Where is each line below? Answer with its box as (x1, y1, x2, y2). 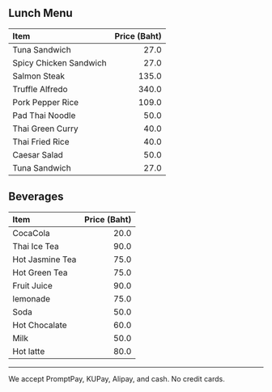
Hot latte (12, 345, 45, 356)
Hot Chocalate (12, 319, 67, 331)
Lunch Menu (8, 6, 73, 20)
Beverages (8, 190, 64, 204)
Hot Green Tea (12, 267, 68, 278)
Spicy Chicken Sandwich (12, 57, 107, 68)
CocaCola (12, 227, 50, 238)
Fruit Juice (12, 280, 53, 291)
